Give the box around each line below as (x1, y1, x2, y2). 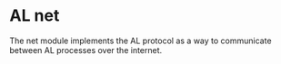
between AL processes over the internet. (9, 44, 163, 55)
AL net (9, 5, 60, 26)
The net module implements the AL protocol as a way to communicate (9, 35, 272, 46)
